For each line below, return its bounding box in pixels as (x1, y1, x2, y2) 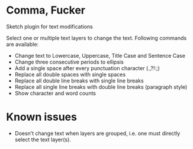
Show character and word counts (14, 90, 96, 97)
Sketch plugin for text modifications (6, 23, 93, 30)
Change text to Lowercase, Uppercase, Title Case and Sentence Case (14, 52, 185, 59)
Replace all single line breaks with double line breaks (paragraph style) (14, 83, 188, 90)
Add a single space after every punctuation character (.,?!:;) (14, 64, 160, 71)
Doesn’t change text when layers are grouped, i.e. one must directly (14, 130, 181, 137)
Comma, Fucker (6, 4, 86, 17)
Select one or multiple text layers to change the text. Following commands (6, 34, 187, 41)
